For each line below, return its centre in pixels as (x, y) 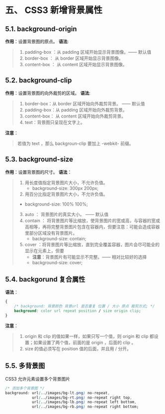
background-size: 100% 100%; (56, 204)
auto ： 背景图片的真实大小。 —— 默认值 (67, 214)
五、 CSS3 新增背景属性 (54, 10)
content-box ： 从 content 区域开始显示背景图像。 (76, 64)
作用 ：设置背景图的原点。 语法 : (37, 41)
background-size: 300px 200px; (65, 188)
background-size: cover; (57, 262)
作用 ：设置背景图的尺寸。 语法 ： (39, 172)
